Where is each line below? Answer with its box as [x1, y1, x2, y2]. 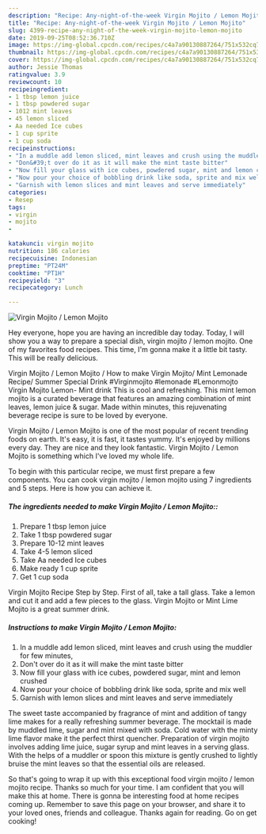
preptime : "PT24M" [8, 262, 69, 270]
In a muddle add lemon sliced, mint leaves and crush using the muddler [19, 643, 253, 652]
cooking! [8, 817, 37, 826]
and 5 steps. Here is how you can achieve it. [8, 484, 153, 493]
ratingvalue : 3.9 [8, 71, 66, 78]
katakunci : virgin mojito [8, 239, 93, 248]
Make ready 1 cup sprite [19, 564, 99, 573]
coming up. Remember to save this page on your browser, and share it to [8, 800, 245, 809]
